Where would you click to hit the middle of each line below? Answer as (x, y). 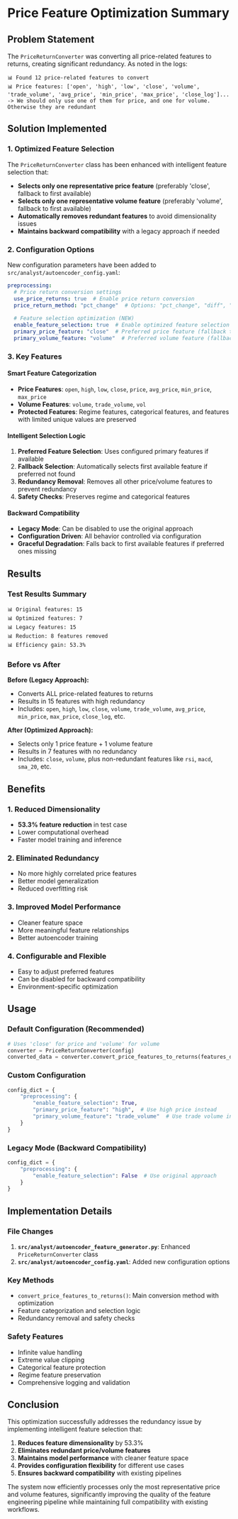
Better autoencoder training (58, 937)
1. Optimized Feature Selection (61, 149)
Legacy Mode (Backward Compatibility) (77, 1148)
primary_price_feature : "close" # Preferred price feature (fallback (120, 332)
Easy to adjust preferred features (66, 971)
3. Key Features (35, 356)
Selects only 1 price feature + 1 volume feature (85, 744)
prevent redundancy (47, 489)
